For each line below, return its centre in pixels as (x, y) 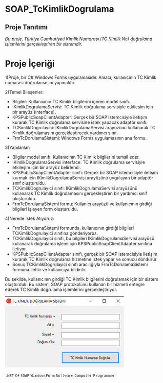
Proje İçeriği (30, 64)
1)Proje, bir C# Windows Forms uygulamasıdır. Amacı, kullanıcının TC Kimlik (81, 77)
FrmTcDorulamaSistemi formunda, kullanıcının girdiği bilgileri (73, 228)
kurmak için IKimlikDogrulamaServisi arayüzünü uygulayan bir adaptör (83, 178)
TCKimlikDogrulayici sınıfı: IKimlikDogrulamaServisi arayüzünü (75, 188)
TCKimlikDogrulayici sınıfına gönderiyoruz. (55, 233)
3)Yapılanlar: (18, 147)
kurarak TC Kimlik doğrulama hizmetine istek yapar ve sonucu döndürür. (85, 259)
